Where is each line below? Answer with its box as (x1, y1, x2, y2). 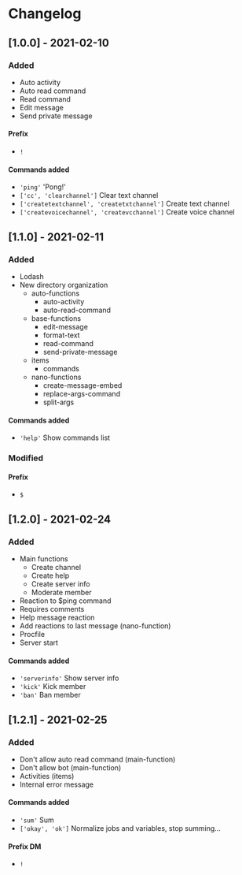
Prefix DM (8, 841, 42, 851)
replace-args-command (42, 389, 120, 398)
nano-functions (31, 372, 82, 382)
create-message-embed (42, 380, 123, 390)
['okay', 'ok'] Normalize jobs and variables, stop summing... (19, 824, 222, 833)
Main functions (19, 553, 68, 564)
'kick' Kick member (19, 682, 86, 691)
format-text (42, 330, 80, 340)
